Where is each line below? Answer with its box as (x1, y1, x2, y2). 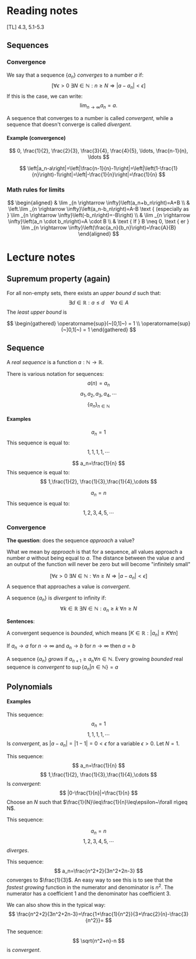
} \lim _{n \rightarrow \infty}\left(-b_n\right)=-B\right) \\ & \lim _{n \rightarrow (6, 211, 191, 218)
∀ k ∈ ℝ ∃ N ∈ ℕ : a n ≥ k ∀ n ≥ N (60, 605, 138, 614)
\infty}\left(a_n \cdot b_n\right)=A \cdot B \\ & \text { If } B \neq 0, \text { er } (8, 218, 190, 225)
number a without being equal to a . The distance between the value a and (6, 554, 185, 561)
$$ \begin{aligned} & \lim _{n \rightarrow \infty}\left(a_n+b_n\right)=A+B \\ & (7, 199, 190, 206)
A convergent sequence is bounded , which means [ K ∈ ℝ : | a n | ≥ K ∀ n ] (6, 629, 178, 638)
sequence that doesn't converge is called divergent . (6, 121, 132, 128)
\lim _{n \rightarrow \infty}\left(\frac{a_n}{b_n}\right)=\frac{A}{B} (20, 224, 177, 231)
